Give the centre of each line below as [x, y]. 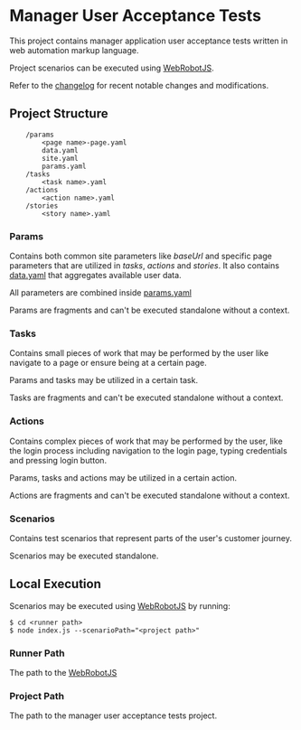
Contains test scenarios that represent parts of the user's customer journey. [150, 538]
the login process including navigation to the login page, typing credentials [148, 450]
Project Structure [59, 114]
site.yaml [60, 158]
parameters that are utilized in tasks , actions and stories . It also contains [145, 266]
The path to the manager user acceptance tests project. [113, 716]
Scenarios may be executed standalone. [84, 556]
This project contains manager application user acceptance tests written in [149, 41]
